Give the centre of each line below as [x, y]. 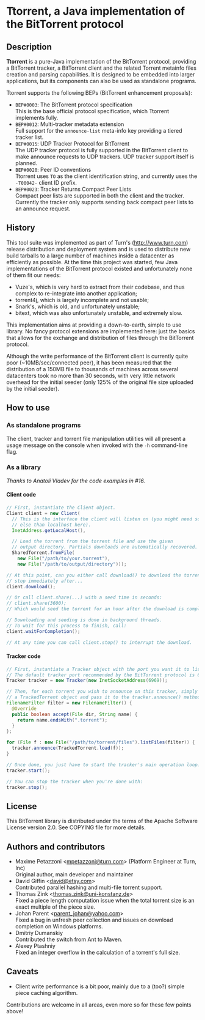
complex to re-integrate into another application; [76, 293]
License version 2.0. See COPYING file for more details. [76, 827]
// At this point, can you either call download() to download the [94, 575]
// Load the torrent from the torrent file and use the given [92, 541]
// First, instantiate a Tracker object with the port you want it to [98, 669]
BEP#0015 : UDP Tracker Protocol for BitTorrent [72, 144]
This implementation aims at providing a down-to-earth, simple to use [94, 325]
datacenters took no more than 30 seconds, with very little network [91, 375]
